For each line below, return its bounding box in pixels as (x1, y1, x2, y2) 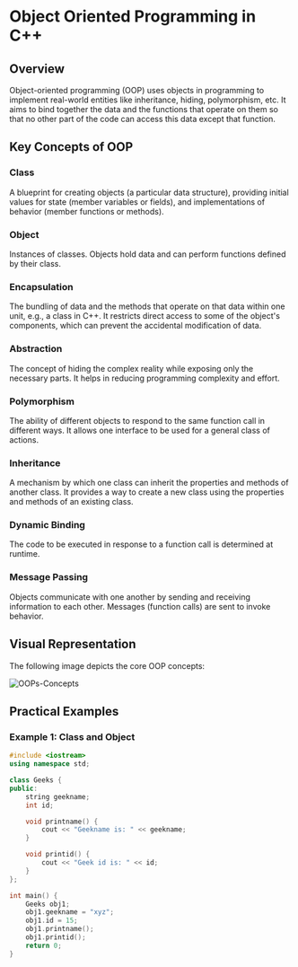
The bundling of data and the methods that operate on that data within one (9, 301, 285, 312)
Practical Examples (9, 703, 119, 719)
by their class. (9, 258, 61, 268)
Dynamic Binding (9, 519, 85, 532)
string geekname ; (25, 792, 91, 801)
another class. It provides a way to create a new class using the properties (9, 487, 285, 497)
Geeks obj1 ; (25, 900, 70, 909)
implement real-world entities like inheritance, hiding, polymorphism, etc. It (9, 94, 286, 105)
